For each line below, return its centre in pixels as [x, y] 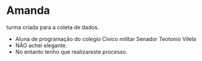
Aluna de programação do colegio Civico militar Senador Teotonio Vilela [106, 39]
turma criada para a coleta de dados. [53, 27]
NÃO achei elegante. [41, 45]
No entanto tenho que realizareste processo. [71, 51]
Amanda [28, 11]
